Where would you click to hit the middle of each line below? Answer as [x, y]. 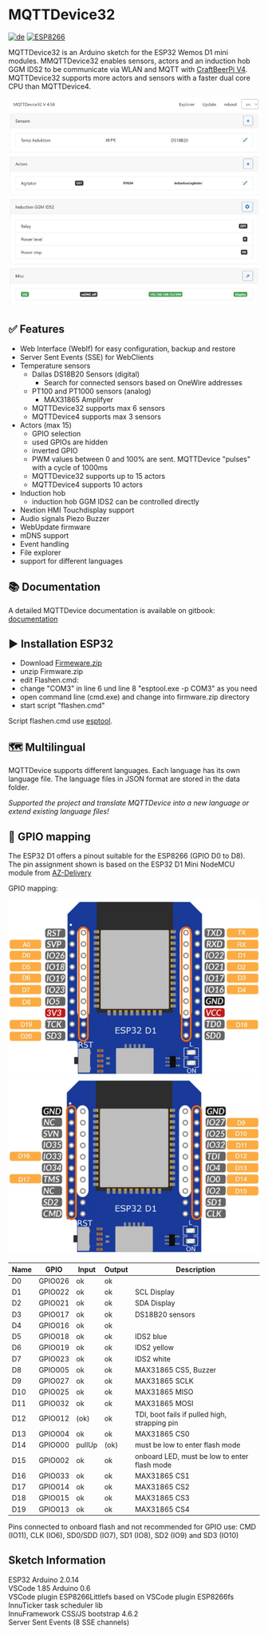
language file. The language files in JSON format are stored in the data [124, 779]
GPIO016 [54, 1325]
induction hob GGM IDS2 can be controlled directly [115, 501]
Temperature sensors [55, 365]
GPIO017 [54, 1314]
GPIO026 [54, 1281]
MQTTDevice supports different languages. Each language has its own [124, 771]
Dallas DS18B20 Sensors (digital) [86, 374]
